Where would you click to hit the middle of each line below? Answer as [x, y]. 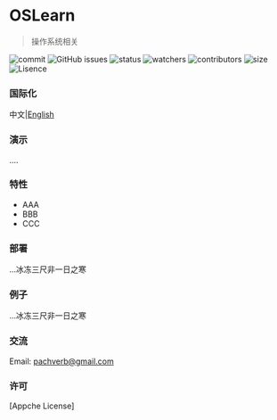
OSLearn [42, 16]
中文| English [32, 115]
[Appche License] [42, 406]
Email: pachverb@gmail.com [61, 361]
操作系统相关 [54, 41]
